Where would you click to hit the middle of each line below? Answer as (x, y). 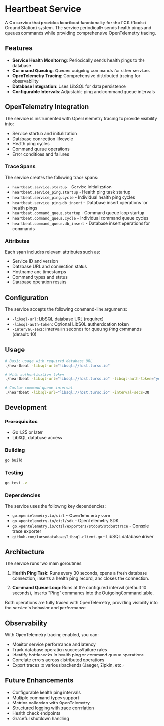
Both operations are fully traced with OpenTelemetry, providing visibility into (81, 603)
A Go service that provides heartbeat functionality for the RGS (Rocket (76, 23)
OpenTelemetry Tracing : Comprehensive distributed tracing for (76, 76)
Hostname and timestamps (39, 272)
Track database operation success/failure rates (60, 649)
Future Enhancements (40, 681)
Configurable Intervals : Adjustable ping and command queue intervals (83, 91)
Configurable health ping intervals (46, 692)
